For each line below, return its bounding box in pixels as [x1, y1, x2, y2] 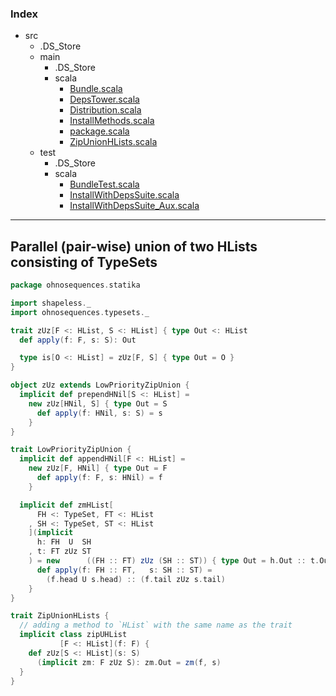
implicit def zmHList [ [19, 500, 114, 510]
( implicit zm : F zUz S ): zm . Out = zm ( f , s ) [36, 657, 222, 667]
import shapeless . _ [10, 298, 92, 308]
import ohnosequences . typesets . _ [10, 307, 150, 317]
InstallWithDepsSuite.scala [69, 189, 180, 201]
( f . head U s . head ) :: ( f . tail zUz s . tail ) [46, 574, 226, 584]
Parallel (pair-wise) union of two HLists [10, 238, 258, 255]
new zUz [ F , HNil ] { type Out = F [28, 463, 168, 474]
